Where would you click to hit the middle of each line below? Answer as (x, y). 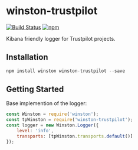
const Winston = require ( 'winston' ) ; (52, 114)
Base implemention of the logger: (47, 103)
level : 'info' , (35, 131)
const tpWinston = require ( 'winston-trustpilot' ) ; (70, 120)
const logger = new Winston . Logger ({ (52, 125)
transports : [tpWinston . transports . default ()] (75, 136)
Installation (27, 57)
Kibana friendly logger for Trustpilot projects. (61, 38)
